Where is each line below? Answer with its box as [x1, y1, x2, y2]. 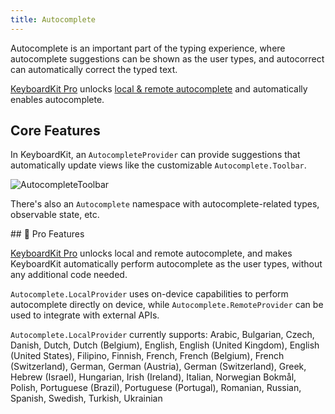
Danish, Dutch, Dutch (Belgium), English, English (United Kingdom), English [10, 339, 320, 351]
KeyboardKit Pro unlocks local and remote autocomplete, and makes [10, 247, 293, 260]
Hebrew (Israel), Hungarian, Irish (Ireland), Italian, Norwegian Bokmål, [10, 371, 297, 383]
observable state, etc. [10, 209, 100, 221]
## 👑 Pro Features [10, 228, 85, 240]
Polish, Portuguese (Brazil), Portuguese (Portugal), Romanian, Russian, [10, 382, 302, 394]
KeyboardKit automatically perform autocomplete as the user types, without [10, 258, 323, 270]
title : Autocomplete [10, 14, 97, 25]
